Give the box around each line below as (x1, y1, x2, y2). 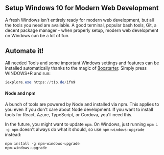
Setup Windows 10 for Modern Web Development (5, 4, 159, 12)
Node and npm (5, 90, 36, 96)
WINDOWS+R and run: (5, 70, 51, 76)
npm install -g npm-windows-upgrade (5, 141, 80, 146)
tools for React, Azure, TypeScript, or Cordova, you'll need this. (5, 111, 133, 117)
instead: (5, 131, 22, 137)
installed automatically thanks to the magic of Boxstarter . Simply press (5, 65, 147, 71)
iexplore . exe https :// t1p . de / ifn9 (5, 79, 76, 85)
